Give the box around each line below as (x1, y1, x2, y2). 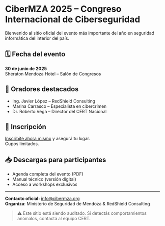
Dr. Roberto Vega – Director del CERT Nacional (12, 108, 107, 114)
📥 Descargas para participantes (5, 155, 107, 164)
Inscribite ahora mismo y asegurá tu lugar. (5, 136, 90, 142)
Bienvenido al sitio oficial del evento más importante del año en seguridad (5, 30, 155, 36)
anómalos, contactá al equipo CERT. (17, 216, 91, 222)
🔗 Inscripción (5, 123, 47, 131)
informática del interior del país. (5, 35, 70, 41)
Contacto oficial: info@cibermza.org (5, 196, 80, 201)
